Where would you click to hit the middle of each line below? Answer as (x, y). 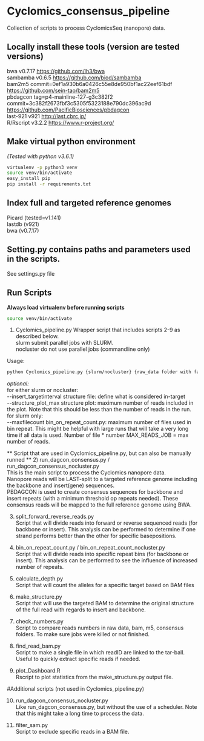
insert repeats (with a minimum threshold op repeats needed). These (93, 499)
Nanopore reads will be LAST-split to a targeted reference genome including (102, 479)
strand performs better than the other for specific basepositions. (96, 536)
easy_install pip (29, 179)
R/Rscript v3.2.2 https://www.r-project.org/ (61, 122)
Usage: (16, 361)
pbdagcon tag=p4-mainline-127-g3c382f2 (60, 97)
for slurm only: (25, 416)
